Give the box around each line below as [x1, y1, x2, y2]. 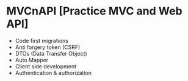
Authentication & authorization [15, 69, 92, 76]
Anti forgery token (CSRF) [15, 44, 81, 51]
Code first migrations [15, 37, 69, 44]
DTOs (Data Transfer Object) [15, 50, 87, 57]
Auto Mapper [15, 56, 49, 63]
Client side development [15, 62, 77, 70]
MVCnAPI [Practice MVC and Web [6, 4, 183, 18]
